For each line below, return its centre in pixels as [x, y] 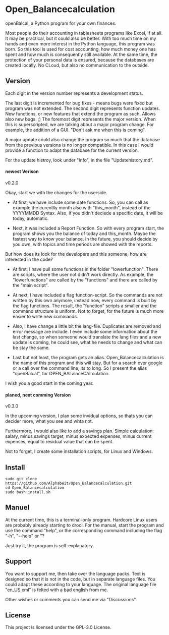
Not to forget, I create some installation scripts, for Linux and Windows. [79, 451]
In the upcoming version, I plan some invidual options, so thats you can [79, 416]
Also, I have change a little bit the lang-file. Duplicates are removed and [87, 326]
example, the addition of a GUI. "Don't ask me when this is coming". [76, 130]
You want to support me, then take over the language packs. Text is [75, 573]
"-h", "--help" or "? [25, 536]
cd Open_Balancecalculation [35, 488]
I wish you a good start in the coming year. [49, 383]
